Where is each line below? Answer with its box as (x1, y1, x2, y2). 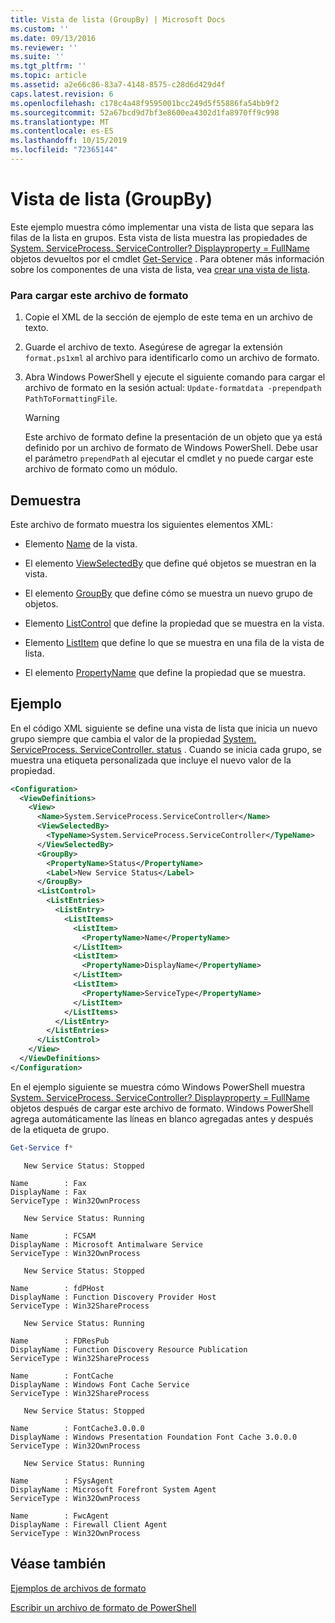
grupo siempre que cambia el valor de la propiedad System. (10, 732, 257, 745)
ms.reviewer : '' (10, 42, 78, 53)
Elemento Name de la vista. (24, 537, 138, 550)
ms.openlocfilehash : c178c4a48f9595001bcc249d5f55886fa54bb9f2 (10, 98, 280, 108)
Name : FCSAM (10, 1231, 97, 1241)
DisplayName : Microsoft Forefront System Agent (10, 1484, 217, 1495)
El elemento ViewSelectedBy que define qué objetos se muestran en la (24, 557, 317, 569)
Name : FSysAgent (10, 1476, 114, 1486)
